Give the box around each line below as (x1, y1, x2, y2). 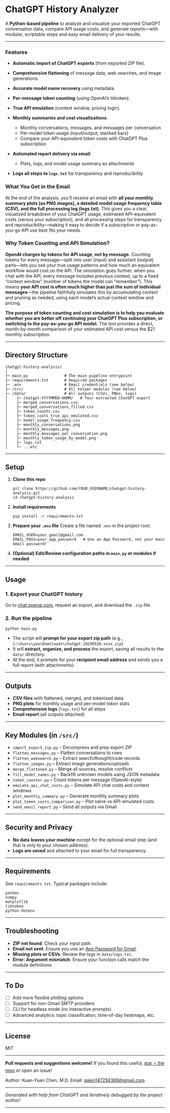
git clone (12, 486, 34, 491)
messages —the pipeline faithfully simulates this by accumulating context (5, 289, 158, 295)
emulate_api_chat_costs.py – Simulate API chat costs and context (12, 782, 149, 788)
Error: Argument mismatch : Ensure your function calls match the (12, 956, 149, 963)
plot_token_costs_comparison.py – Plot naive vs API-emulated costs (12, 798, 154, 805)
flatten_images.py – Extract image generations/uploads (12, 761, 130, 767)
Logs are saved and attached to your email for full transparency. (12, 847, 147, 853)
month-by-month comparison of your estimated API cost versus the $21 (5, 326, 155, 332)
